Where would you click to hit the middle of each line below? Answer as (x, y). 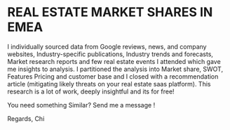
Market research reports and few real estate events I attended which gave (114, 61)
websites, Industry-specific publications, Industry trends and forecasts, (110, 54)
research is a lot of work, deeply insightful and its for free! (91, 91)
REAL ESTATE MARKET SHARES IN (110, 12)
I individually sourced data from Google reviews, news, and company (107, 46)
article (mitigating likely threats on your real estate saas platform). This (109, 84)
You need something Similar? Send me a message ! (81, 105)
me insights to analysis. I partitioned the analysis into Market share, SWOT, (115, 69)
